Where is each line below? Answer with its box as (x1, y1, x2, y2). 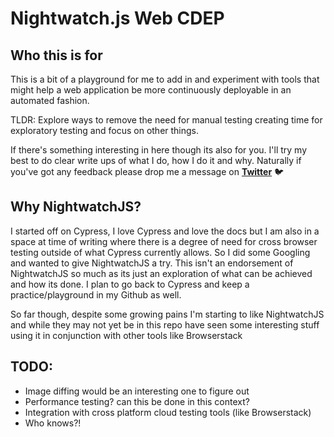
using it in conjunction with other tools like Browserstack (10, 329, 243, 341)
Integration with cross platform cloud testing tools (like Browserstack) (24, 406, 312, 418)
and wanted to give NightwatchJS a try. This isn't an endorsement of (10, 257, 294, 269)
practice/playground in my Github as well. (10, 288, 182, 301)
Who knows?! (24, 417, 82, 429)
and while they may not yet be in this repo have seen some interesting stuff (10, 318, 320, 331)
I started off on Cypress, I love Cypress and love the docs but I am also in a (10, 225, 320, 237)
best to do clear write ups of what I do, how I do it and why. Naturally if (10, 155, 302, 166)
